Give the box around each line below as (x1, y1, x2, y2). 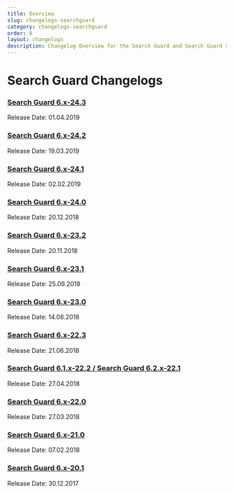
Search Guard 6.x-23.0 (7, 297, 87, 307)
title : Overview (7, 10, 54, 17)
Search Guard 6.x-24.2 (7, 130, 86, 140)
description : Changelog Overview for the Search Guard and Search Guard (7, 43, 223, 50)
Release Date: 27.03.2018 (7, 413, 80, 421)
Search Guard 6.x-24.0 (7, 197, 87, 206)
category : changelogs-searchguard (7, 23, 108, 30)
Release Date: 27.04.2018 (7, 379, 80, 388)
